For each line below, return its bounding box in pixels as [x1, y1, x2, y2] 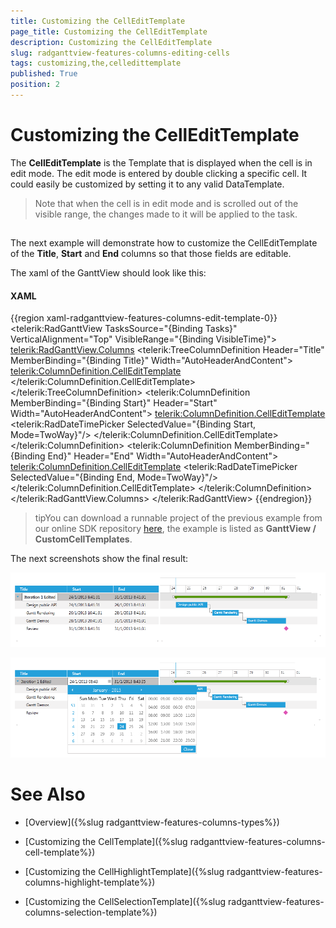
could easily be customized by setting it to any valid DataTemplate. [10, 178, 285, 190]
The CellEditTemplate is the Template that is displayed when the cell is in [10, 156, 313, 169]
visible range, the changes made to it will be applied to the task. [34, 208, 298, 220]
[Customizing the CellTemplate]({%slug [24, 836, 188, 848]
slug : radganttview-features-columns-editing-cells [10, 48, 230, 58]
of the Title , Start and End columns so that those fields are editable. [10, 248, 292, 260]
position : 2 [10, 80, 60, 90]
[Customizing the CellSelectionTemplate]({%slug [24, 896, 227, 908]
